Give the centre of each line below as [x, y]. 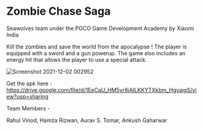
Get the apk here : [29, 83]
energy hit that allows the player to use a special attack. [77, 59]
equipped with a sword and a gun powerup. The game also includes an [96, 53]
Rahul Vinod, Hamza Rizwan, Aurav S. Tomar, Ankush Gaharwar [87, 120]
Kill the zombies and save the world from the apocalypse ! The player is [97, 47]
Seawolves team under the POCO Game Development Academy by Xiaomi [100, 28]
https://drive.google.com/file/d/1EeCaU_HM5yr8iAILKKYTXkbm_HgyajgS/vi [101, 90]
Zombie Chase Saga [59, 11]
